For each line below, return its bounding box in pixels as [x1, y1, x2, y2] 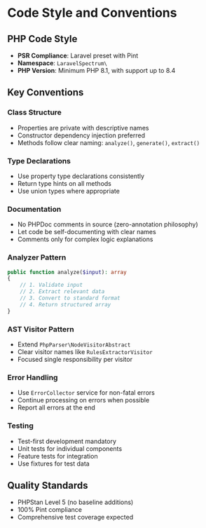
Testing [7, 421, 34, 431]
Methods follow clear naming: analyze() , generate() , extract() [17, 138, 200, 147]
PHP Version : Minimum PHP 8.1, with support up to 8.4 [17, 67, 176, 74]
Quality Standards [7, 479, 89, 492]
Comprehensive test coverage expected [17, 513, 134, 522]
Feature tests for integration [17, 452, 98, 460]
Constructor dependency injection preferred [17, 131, 146, 140]
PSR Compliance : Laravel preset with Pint [17, 51, 139, 60]
